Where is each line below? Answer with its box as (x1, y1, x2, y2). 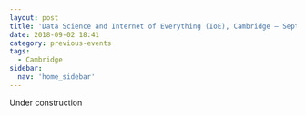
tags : (9, 47, 30, 56)
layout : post (9, 13, 59, 23)
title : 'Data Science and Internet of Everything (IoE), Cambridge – (9, 22, 280, 31)
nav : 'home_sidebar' (17, 72, 96, 81)
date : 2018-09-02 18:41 (9, 30, 100, 39)
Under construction (9, 97, 83, 108)
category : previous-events (9, 38, 112, 48)
